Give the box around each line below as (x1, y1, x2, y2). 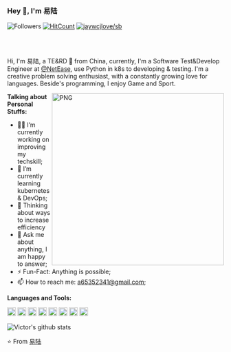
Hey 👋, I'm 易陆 (7, 6, 58, 15)
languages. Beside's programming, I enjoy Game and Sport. (7, 79, 176, 87)
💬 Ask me (16, 231, 45, 239)
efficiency (16, 223, 46, 231)
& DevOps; (16, 194, 48, 203)
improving (16, 143, 46, 151)
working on (16, 136, 49, 144)
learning (16, 179, 41, 187)
